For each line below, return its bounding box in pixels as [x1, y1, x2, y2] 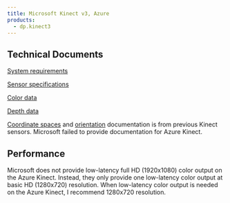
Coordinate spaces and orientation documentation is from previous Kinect [7, 120, 218, 128]
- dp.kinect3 [13, 23, 51, 30]
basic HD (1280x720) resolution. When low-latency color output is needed [7, 181, 218, 188]
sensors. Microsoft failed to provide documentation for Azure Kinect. [7, 128, 202, 136]
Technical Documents [7, 48, 104, 60]
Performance [7, 148, 66, 159]
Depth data [7, 107, 39, 115]
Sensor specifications [7, 80, 69, 88]
